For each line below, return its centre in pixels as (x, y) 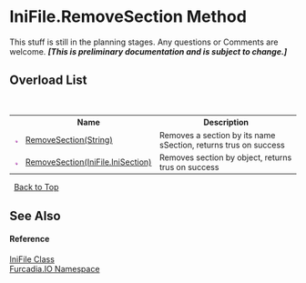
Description (226, 122)
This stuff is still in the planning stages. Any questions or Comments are (144, 42)
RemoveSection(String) (70, 140)
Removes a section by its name (217, 135)
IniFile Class (32, 259)
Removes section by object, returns (225, 157)
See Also (35, 216)
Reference (30, 239)
